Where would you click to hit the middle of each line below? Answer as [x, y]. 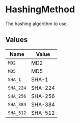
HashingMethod [40, 9]
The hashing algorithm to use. [37, 24]
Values [17, 40]
